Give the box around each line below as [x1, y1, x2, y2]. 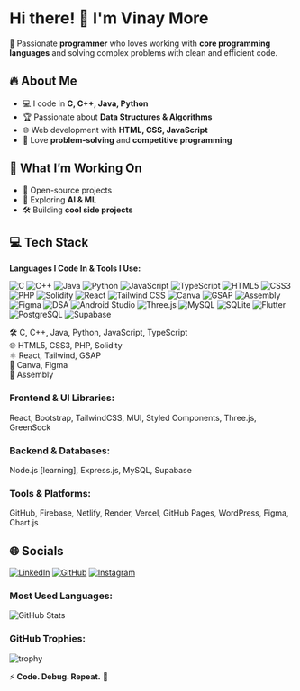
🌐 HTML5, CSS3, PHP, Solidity [9, 340, 123, 351]
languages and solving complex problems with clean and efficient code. [9, 47, 277, 58]
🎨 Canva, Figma [9, 360, 68, 371]
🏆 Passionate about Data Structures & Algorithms [22, 112, 213, 122]
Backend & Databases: [9, 444, 111, 457]
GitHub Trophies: [9, 633, 86, 645]
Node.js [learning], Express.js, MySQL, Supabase [9, 464, 192, 475]
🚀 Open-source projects [22, 184, 113, 195]
